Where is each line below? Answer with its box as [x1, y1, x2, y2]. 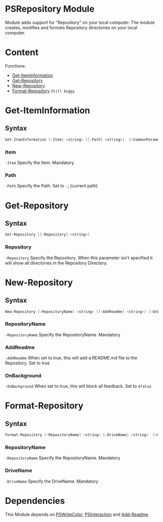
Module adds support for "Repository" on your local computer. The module [5, 19, 155, 25]
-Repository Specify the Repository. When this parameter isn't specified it [5, 254, 153, 261]
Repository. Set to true [5, 360, 50, 366]
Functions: [5, 63, 26, 69]
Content [5, 47, 39, 58]
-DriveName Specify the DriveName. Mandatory [5, 478, 98, 484]
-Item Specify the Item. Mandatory [5, 160, 74, 166]
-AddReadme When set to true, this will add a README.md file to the [5, 355, 137, 360]
